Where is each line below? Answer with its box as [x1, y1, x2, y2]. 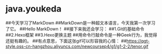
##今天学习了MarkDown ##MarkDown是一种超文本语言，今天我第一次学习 [5, 20, 156, 26]
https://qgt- [126, 38, 150, 44]
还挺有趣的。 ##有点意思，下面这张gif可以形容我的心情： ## [5, 38, 127, 44]
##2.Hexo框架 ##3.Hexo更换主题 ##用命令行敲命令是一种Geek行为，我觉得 [5, 32, 158, 38]
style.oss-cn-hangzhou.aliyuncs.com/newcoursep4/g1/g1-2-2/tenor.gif [5, 43, 149, 49]
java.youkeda [5, 3, 61, 14]
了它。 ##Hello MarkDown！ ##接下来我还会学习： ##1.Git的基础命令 [5, 26, 144, 32]
